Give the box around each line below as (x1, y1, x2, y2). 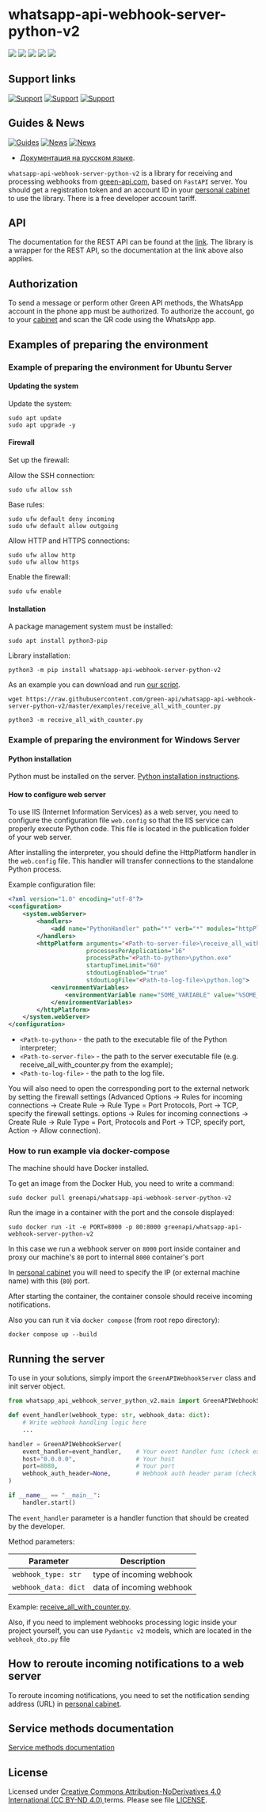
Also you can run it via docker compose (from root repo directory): (8, 1316, 220, 1325)
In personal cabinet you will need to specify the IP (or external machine (8, 1268, 240, 1278)
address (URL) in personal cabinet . (8, 1699, 122, 1708)
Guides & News (8, 116, 85, 130)
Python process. (8, 864, 62, 874)
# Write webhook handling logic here (22, 1419, 147, 1426)
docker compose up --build (8, 1331, 97, 1339)
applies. (8, 254, 34, 264)
